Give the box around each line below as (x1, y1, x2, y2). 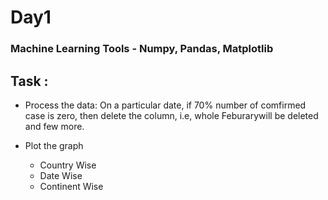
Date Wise (39, 169, 83, 181)
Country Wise (39, 159, 97, 171)
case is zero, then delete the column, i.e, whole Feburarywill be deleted (24, 109, 319, 121)
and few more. (24, 120, 85, 132)
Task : (10, 72, 49, 90)
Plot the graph (24, 139, 84, 151)
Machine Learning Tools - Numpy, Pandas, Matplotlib (10, 42, 274, 56)
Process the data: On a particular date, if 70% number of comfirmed (24, 99, 307, 111)
